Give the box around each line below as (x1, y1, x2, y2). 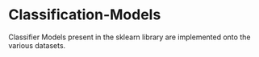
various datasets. (8, 40, 66, 50)
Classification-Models (8, 6, 161, 24)
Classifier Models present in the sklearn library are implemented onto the (8, 32, 251, 42)
